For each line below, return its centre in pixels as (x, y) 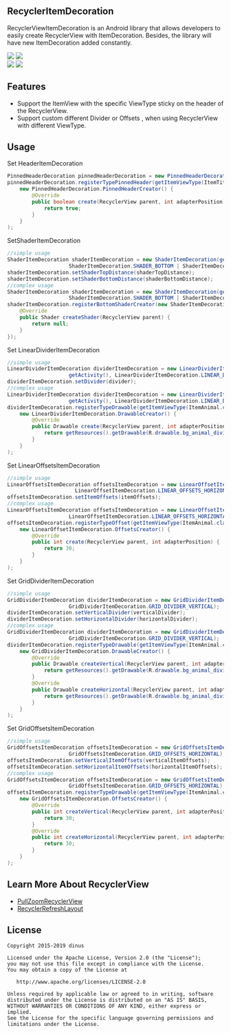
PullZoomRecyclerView (50, 901)
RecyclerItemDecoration (60, 11)
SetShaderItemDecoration (44, 241)
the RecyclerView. (43, 110)
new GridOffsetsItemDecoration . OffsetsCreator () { (93, 799)
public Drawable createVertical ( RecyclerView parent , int (117, 664)
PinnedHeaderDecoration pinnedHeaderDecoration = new (86, 176)
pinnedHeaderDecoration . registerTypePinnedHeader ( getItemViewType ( (106, 183)
